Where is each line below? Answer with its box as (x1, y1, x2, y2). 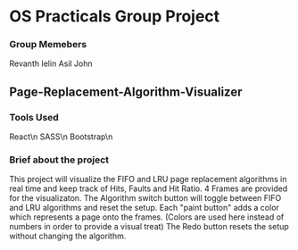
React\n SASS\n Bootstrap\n (9, 131, 113, 142)
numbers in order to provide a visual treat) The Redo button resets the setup (9, 221, 290, 232)
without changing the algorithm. (9, 230, 127, 242)
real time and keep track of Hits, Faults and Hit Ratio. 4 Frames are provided (9, 183, 288, 194)
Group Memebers (9, 38, 87, 51)
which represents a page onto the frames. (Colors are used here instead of (9, 212, 285, 222)
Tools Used (9, 111, 60, 123)
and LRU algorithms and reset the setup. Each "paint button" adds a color (9, 203, 279, 213)
